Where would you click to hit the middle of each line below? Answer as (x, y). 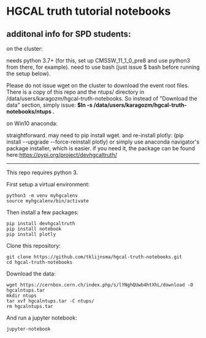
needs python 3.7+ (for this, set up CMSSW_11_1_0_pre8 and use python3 (98, 60)
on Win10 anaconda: (32, 123)
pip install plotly (31, 234)
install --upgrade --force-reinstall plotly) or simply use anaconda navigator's (103, 142)
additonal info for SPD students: (69, 34)
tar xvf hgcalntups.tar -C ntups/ (51, 301)
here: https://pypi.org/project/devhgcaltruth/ (62, 155)
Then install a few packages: (43, 212)
